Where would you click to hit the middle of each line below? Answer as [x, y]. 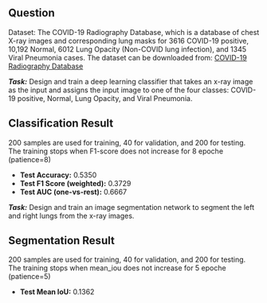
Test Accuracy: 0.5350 [58, 175]
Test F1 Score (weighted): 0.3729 [75, 183]
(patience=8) [30, 159]
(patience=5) [29, 277]
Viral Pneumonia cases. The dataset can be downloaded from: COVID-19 [128, 57]
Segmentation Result [62, 241]
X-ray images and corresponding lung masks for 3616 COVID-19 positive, [129, 41]
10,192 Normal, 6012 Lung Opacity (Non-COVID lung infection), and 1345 [128, 49]
